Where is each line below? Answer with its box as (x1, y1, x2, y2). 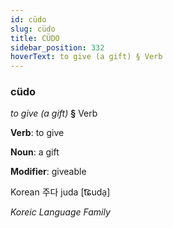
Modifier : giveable (10, 166, 87, 178)
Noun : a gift (10, 146, 60, 158)
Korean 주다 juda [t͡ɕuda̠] (10, 186, 111, 198)
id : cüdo (10, 14, 47, 25)
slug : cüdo (10, 24, 56, 34)
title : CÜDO (10, 33, 60, 43)
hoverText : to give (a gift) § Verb (10, 52, 163, 62)
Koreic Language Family (10, 206, 111, 218)
